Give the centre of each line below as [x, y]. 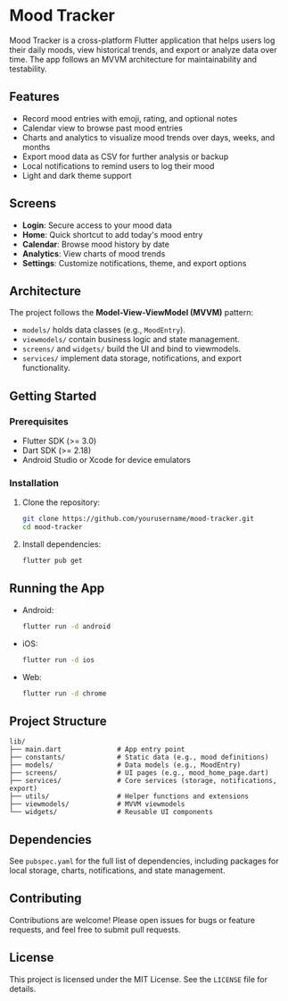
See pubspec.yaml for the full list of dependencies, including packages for [144, 861]
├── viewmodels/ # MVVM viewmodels [97, 804]
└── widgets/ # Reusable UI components [111, 812]
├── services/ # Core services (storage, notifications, [143, 781]
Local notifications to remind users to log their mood [118, 165]
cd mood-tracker [52, 527]
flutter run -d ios [58, 660]
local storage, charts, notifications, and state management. [117, 871]
